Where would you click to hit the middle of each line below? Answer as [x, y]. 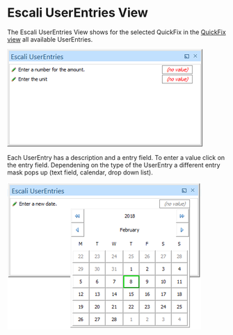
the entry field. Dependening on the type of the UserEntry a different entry [114, 165]
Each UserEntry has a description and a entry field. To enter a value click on [116, 157]
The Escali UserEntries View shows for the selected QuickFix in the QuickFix [116, 32]
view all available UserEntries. [50, 39]
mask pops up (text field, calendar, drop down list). [80, 172]
